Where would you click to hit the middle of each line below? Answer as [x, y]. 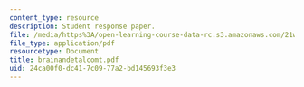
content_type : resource [54, 18]
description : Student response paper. [82, 26]
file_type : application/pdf [62, 43]
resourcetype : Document [54, 52]
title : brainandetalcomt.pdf [64, 60]
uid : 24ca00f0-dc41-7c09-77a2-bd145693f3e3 [93, 69]
